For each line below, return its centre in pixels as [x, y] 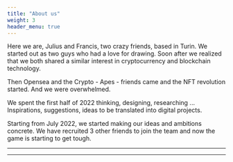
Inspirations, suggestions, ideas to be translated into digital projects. [105, 110]
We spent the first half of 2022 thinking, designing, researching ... [101, 103]
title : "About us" [34, 14]
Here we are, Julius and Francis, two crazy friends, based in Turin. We [107, 47]
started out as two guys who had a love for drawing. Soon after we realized [114, 54]
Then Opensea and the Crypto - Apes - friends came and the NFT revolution [116, 82]
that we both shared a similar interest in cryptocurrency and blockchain [109, 61]
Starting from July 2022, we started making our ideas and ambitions [105, 124]
